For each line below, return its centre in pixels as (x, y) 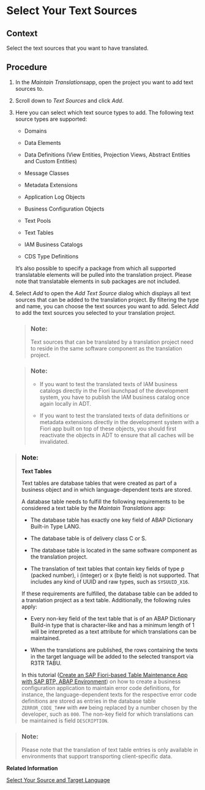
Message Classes (47, 173)
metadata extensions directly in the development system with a (119, 422)
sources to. (29, 88)
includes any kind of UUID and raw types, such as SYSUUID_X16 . (110, 581)
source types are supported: (51, 119)
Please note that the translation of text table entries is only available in (110, 750)
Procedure (27, 67)
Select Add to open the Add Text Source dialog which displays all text (103, 293)
